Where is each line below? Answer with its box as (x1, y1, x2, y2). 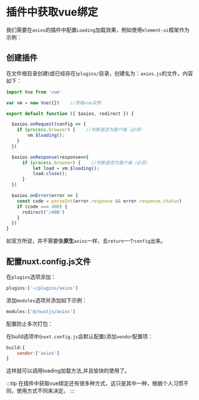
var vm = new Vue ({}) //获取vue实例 (6, 99, 102, 106)
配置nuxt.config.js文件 (6, 257, 91, 267)
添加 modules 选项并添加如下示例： (6, 296, 88, 304)
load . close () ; (32, 171, 68, 177)
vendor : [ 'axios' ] (17, 350, 60, 356)
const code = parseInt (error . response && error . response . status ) (17, 198, 182, 204)
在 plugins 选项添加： (6, 273, 56, 280)
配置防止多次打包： (6, 320, 53, 327)
